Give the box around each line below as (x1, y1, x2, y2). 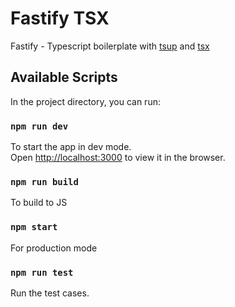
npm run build (10, 176, 79, 187)
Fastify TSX (10, 7, 110, 30)
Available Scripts (10, 69, 118, 86)
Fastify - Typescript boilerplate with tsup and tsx (10, 40, 210, 52)
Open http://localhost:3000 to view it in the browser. (10, 152, 226, 164)
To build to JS (10, 197, 68, 209)
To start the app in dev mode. (10, 141, 132, 153)
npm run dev (10, 120, 69, 132)
